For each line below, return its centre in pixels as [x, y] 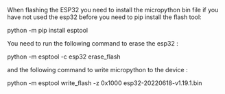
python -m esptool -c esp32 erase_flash [64, 57]
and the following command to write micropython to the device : [97, 70]
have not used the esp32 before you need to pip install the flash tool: [104, 17]
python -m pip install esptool [47, 30]
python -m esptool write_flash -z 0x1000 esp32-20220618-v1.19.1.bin [105, 83]
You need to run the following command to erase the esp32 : [93, 43]
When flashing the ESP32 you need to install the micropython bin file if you [113, 10]
